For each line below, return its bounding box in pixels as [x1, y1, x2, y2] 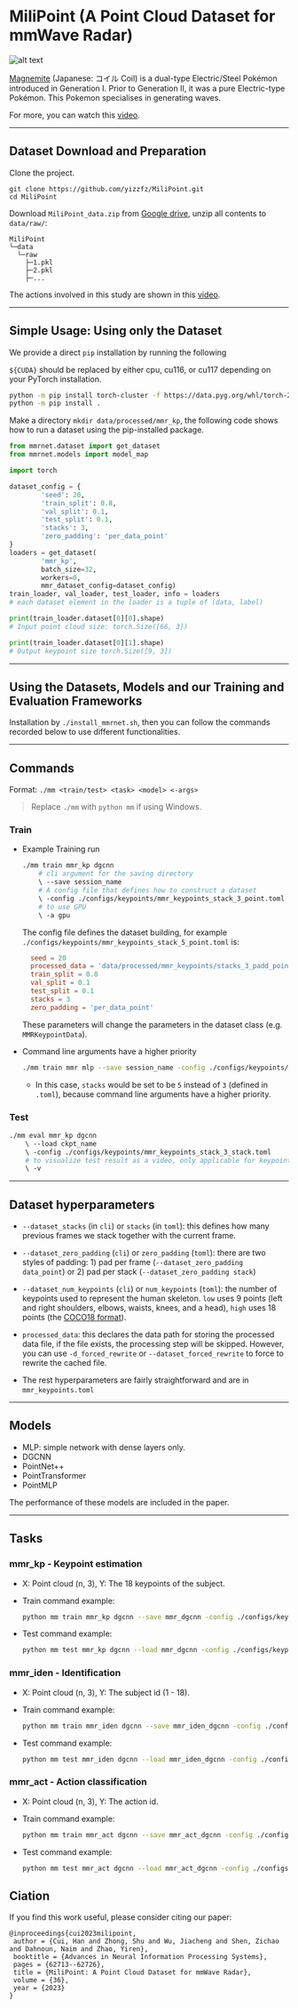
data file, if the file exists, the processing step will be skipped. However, [21, 1339, 285, 1350]
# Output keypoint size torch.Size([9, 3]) [9, 647, 173, 656]
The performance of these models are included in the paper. [9, 1496, 230, 1507]
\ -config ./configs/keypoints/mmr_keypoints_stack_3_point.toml [38, 894, 286, 903]
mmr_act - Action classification [9, 1776, 148, 1788]
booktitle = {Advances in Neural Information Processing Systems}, [12, 1953, 268, 1962]
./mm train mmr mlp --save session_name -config [21, 1063, 206, 1072]
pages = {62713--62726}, [12, 1960, 105, 1970]
